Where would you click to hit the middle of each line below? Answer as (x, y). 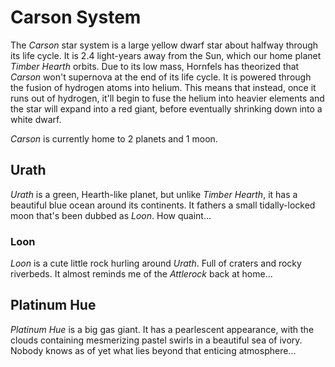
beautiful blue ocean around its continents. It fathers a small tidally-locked (163, 205)
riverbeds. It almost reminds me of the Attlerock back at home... (141, 274)
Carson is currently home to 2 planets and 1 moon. (114, 138)
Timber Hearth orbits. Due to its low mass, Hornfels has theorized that (155, 66)
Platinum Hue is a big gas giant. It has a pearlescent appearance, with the (162, 329)
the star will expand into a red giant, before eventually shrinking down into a (166, 108)
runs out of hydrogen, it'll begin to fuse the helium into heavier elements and (167, 98)
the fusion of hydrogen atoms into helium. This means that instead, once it (163, 87)
